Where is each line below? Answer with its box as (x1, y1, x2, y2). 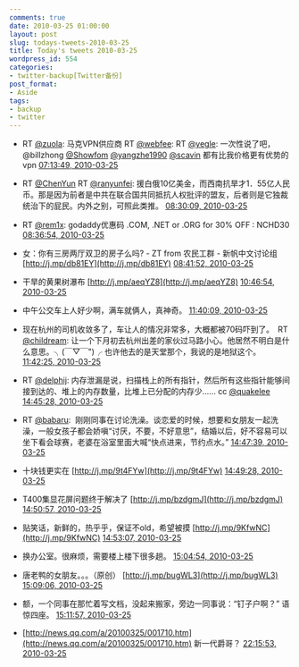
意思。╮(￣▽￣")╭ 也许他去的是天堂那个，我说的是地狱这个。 (29, 346, 262, 358)
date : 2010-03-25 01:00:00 (9, 21, 110, 30)
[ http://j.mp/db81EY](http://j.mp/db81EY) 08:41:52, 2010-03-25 (21, 258, 254, 269)
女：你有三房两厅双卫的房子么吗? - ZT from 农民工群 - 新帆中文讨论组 (21, 248, 278, 259)
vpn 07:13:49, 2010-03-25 (21, 160, 119, 171)
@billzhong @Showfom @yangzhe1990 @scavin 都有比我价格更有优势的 (21, 149, 289, 161)
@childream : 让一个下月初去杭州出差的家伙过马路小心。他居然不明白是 (21, 335, 283, 346)
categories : (9, 63, 54, 72)
